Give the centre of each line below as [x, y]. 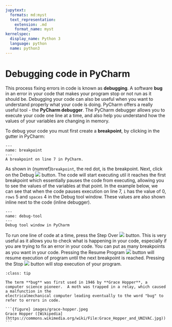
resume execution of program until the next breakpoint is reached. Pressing [85, 258]
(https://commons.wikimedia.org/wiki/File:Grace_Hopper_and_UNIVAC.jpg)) [86, 318]
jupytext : [16, 10]
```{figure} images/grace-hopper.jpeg [47, 309]
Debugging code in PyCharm [68, 74]
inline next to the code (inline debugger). [48, 202]
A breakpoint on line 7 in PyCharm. [44, 159]
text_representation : [33, 20]
